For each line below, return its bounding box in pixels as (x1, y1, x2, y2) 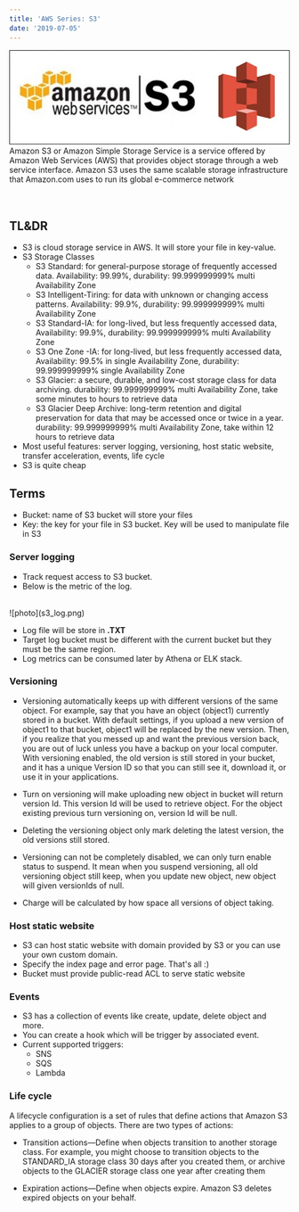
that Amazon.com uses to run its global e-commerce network (9, 174, 234, 185)
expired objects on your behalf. (21, 1191, 137, 1203)
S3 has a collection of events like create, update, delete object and (21, 1010, 267, 1021)
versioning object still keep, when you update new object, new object (21, 870, 277, 881)
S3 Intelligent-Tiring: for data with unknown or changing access (35, 290, 269, 301)
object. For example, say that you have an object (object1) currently (21, 705, 270, 715)
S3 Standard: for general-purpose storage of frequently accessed (35, 261, 278, 272)
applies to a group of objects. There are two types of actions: (9, 1119, 234, 1130)
